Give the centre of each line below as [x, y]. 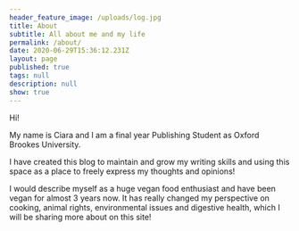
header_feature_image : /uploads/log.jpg [86, 17]
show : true [29, 92]
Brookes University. [45, 144]
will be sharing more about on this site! [80, 217]
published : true [39, 68]
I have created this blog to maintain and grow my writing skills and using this [149, 161]
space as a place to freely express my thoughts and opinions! [122, 171]
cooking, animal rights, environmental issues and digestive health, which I [145, 207]
